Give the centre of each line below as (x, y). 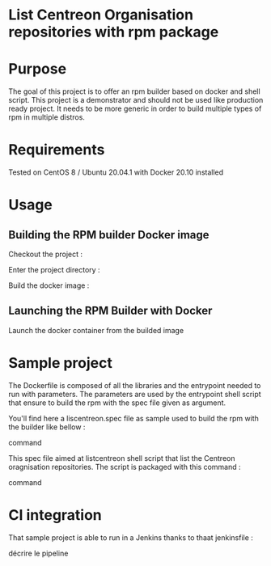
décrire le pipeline (38, 553)
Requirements (57, 150)
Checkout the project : (46, 254)
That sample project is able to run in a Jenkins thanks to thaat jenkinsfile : (131, 537)
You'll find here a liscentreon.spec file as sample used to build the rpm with (133, 418)
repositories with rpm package (114, 32)
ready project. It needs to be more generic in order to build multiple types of (135, 109)
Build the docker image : (49, 285)
